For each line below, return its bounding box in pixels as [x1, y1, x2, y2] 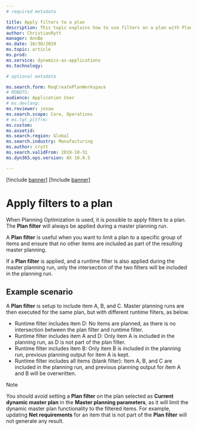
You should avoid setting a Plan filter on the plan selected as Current [6, 392, 174, 399]
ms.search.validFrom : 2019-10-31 [6, 150, 88, 155]
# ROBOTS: [6, 89, 30, 96]
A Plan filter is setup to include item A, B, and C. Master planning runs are [6, 303, 185, 310]
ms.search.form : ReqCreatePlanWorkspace [6, 84, 107, 90]
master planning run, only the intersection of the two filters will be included [6, 263, 188, 270]
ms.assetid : [6, 127, 35, 134]
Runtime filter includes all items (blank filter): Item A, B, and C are [14, 357, 172, 364]
